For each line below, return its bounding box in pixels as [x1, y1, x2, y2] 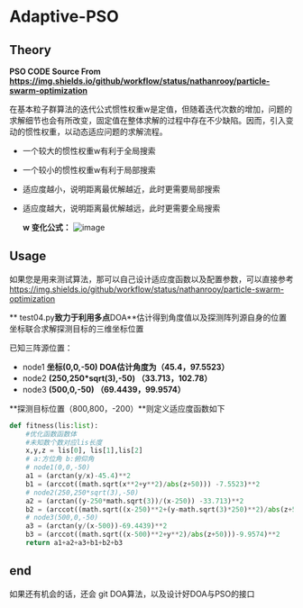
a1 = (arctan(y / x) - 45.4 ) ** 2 [25, 471, 131, 481]
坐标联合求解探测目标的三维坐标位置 [9, 322, 144, 334]
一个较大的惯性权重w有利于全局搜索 [22, 146, 156, 156]
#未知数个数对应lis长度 [25, 438, 103, 447]
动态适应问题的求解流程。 [71, 126, 168, 137]
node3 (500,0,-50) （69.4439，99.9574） [22, 384, 186, 395]
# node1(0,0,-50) [25, 463, 91, 472]
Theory [9, 42, 52, 58]
